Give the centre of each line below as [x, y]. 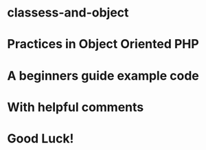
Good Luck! [41, 138]
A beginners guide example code [103, 75]
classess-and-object [68, 13]
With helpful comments [76, 107]
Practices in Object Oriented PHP [103, 44]
